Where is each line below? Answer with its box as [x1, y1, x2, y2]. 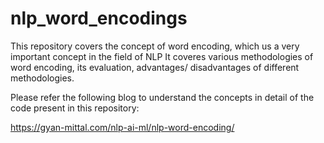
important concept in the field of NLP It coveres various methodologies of [10, 50, 314, 62]
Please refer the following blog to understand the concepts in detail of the [10, 91, 315, 103]
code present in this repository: [10, 102, 140, 114]
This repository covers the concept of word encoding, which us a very [10, 40, 300, 52]
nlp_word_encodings [10, 7, 188, 30]
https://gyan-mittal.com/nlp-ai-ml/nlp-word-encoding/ [10, 121, 235, 133]
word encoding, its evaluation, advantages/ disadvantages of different [10, 61, 300, 73]
